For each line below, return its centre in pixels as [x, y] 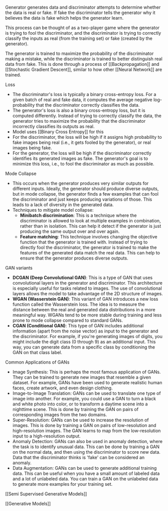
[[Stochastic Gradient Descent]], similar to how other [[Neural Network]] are [84, 69]
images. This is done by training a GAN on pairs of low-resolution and [84, 425]
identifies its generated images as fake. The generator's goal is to [80, 158]
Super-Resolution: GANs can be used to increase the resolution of [80, 420]
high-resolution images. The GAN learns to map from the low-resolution [87, 431]
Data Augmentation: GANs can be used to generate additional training [85, 468]
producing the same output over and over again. [70, 231]
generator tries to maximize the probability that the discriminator [79, 121]
